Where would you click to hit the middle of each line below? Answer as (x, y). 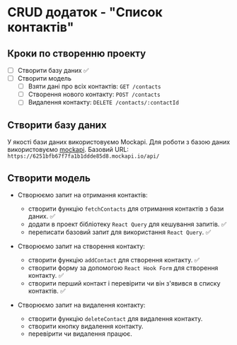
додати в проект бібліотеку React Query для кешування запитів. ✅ (127, 224)
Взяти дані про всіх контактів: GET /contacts (94, 86)
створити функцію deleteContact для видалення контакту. (115, 318)
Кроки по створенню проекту (77, 53)
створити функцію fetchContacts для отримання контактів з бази (126, 209)
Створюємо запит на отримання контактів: (82, 194)
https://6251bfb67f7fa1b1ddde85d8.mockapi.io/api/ (83, 156)
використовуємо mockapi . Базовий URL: (68, 150)
